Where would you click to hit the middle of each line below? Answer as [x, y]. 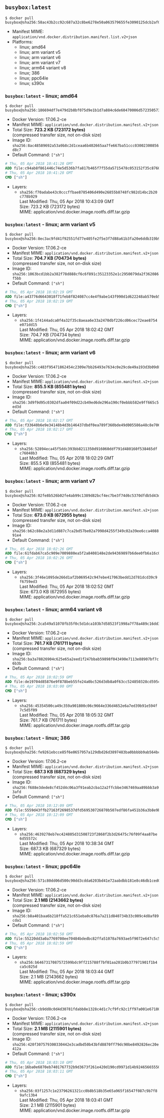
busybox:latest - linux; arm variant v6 [51, 352]
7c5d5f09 [28, 710]
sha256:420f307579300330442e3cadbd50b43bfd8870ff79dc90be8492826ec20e [85, 1044]
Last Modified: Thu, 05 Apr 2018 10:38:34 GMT [67, 843]
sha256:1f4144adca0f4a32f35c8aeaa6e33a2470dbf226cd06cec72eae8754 [88, 321]
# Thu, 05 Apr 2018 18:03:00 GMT [39, 686]
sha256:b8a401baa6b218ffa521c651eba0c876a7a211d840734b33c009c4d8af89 [85, 916]
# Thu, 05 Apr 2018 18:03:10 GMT [39, 1062]
